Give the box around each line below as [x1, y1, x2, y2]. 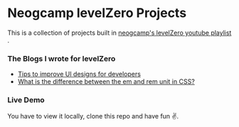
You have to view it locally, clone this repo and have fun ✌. [7, 111, 179, 120]
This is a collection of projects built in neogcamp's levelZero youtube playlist [7, 28, 232, 37]
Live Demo [7, 95, 45, 105]
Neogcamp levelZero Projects [7, 5, 187, 21]
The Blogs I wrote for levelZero [7, 53, 116, 63]
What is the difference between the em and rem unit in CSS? [17, 77, 196, 86]
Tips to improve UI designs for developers [17, 70, 141, 79]
